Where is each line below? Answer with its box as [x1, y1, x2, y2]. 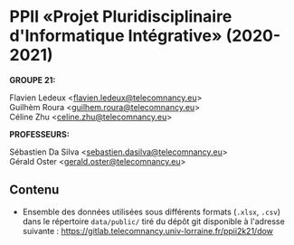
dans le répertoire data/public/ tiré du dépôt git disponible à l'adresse [22, 215, 285, 227]
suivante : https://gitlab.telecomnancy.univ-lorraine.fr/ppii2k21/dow [22, 225, 274, 236]
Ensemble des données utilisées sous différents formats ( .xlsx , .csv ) [22, 206, 281, 217]
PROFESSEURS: [9, 128, 70, 139]
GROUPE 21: [9, 74, 56, 85]
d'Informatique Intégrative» [9, 25, 223, 46]
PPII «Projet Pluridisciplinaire [9, 6, 232, 27]
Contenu [9, 183, 60, 198]
